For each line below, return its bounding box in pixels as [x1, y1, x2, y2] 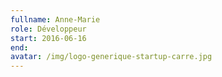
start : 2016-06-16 [10, 33, 87, 43]
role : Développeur [10, 24, 87, 34]
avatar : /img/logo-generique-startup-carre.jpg [10, 52, 213, 62]
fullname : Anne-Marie [10, 14, 101, 25]
